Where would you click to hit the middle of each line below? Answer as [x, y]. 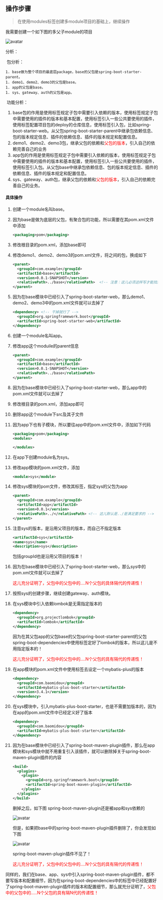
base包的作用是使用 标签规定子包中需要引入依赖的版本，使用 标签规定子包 [85, 112]
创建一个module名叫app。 [38, 335]
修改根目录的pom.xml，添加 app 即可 [48, 404]
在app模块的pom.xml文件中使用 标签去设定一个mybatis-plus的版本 [78, 669]
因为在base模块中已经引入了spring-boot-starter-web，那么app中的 [80, 388]
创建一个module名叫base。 [40, 209]
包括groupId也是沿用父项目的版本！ [48, 556]
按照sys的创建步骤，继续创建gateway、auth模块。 [63, 593]
